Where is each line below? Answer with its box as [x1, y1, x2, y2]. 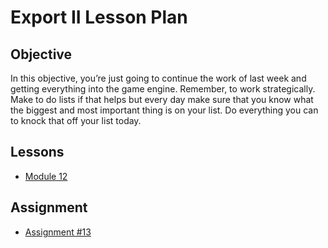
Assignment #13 [24, 226, 92, 238]
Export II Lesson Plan [10, 6, 188, 29]
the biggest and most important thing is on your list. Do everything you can [10, 104, 319, 116]
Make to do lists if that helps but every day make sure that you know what [10, 94, 314, 105]
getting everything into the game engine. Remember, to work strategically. [10, 83, 316, 95]
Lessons [10, 144, 65, 161]
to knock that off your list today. [10, 115, 142, 126]
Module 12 [24, 170, 68, 182]
